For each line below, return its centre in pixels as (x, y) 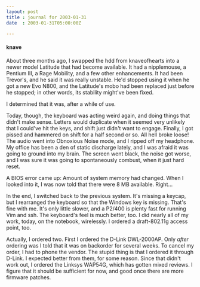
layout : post (22, 12)
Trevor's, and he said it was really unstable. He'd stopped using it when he (98, 80)
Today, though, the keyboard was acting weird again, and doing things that (98, 115)
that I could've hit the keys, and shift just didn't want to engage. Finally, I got (100, 128)
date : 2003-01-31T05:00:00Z (44, 23)
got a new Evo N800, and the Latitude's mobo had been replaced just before (100, 86)
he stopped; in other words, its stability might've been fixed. (80, 92)
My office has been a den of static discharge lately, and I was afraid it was (98, 147)
